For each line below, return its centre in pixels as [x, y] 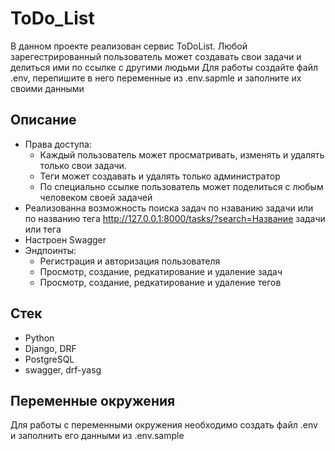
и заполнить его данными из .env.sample [97, 436]
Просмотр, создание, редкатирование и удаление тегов [160, 282]
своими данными [47, 88]
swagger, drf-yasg [63, 369]
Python [39, 338]
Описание [43, 120]
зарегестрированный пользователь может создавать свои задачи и [156, 56]
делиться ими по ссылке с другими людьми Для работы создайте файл [164, 67]
